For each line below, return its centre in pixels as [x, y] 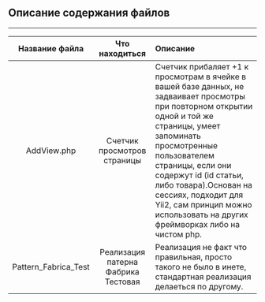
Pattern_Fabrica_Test [51, 267]
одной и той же [185, 116]
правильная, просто [194, 257]
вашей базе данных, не [200, 86]
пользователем [185, 155]
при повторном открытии [204, 106]
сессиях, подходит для [199, 195]
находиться [122, 53]
